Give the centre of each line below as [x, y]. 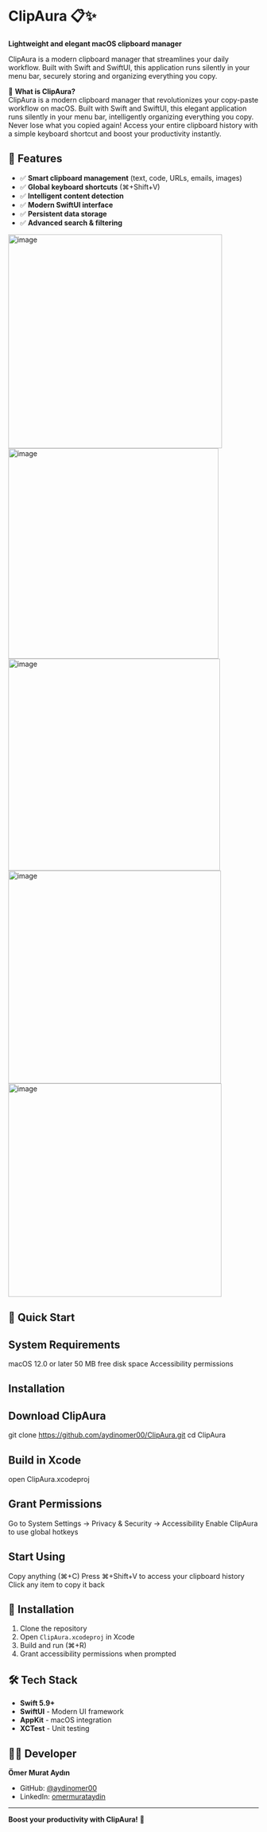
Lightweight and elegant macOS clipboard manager [95, 43]
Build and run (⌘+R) [53, 1646]
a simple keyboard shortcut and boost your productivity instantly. [115, 134]
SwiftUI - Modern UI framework [72, 1712]
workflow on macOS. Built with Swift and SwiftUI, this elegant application [128, 108]
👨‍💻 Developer [43, 1754]
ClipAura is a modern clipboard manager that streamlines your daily [118, 59]
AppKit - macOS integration [66, 1720]
